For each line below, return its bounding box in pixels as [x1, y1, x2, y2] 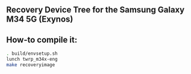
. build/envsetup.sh [6, 51, 58, 57]
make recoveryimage [6, 61, 55, 68]
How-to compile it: [6, 34, 78, 45]
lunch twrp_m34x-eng [6, 57, 58, 63]
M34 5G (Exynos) [6, 14, 74, 25]
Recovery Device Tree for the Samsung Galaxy [6, 5, 185, 15]
